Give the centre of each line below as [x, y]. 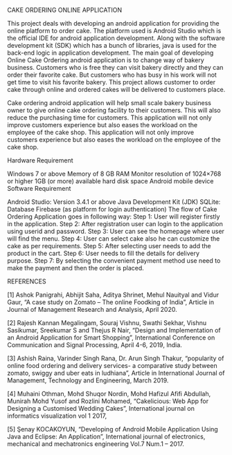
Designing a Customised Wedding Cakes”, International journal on [101, 408]
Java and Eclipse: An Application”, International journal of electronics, [106, 436]
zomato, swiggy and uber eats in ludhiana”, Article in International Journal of [116, 373]
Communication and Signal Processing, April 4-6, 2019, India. [95, 345]
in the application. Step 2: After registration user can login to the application [115, 224]
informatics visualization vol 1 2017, [57, 416]
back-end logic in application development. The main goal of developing [110, 53]
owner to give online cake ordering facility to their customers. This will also [114, 110]
